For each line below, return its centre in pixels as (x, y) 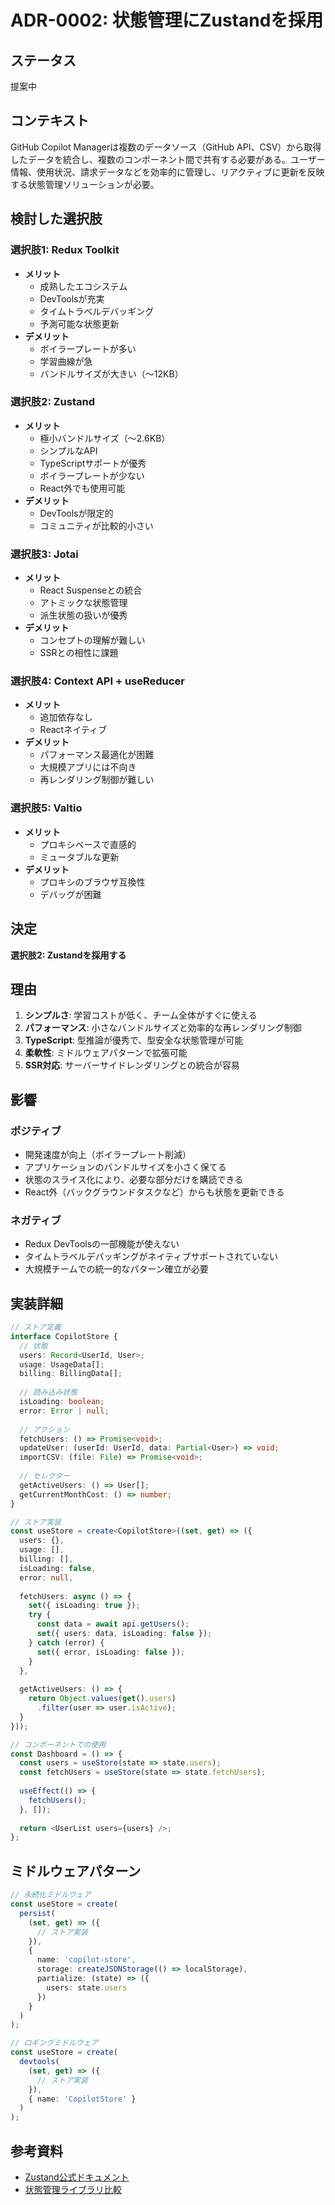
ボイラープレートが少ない (92, 475)
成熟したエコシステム (83, 286)
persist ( (37, 1913)
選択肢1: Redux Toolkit (65, 250)
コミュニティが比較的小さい (96, 525)
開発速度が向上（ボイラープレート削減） (108, 1154)
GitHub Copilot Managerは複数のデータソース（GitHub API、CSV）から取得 (166, 147)
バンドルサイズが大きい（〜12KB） (111, 373)
